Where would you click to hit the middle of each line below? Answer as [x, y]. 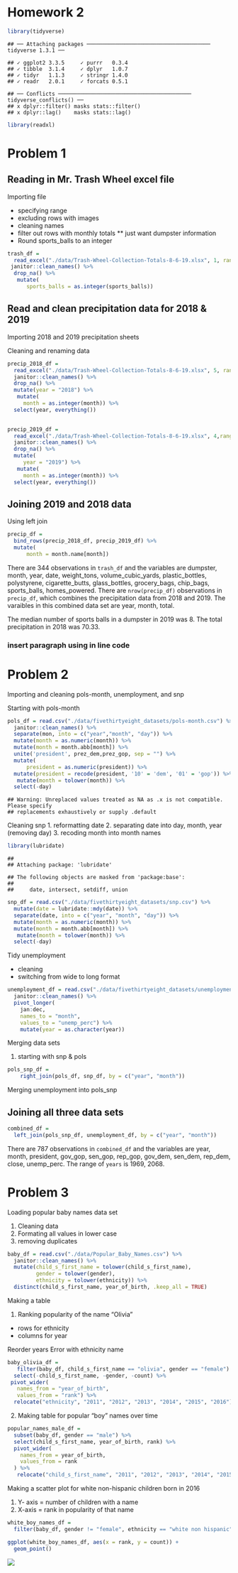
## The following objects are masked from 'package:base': [96, 878]
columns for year [42, 1335]
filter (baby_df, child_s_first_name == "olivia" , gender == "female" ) [123, 1369]
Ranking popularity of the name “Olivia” [75, 1314]
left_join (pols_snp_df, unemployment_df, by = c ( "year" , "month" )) [115, 1135]
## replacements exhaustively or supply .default [82, 812]
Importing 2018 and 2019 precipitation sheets [73, 337]
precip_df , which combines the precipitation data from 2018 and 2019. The [117, 598]
